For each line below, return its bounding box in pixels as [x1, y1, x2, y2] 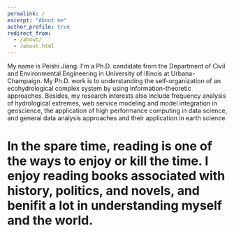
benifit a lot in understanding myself [7, 198, 222, 214]
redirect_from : [7, 29, 52, 37]
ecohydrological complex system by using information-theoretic [7, 85, 191, 92]
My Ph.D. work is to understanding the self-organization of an [43, 77, 221, 85]
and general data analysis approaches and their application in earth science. [7, 114, 227, 122]
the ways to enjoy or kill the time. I [7, 153, 209, 169]
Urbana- [170, 69, 196, 78]
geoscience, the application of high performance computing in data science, [7, 106, 228, 115]
